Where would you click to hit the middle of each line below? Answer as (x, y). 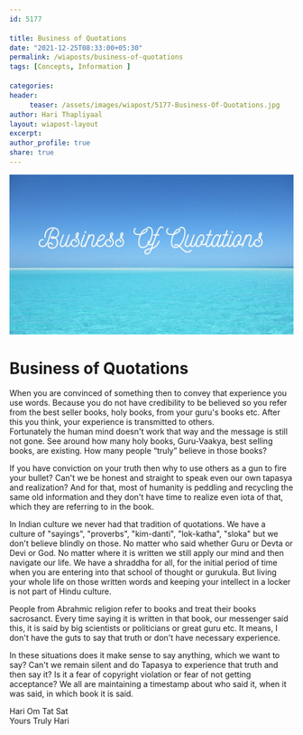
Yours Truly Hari (39, 721)
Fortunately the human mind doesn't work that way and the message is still (149, 432)
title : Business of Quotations (68, 38)
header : (24, 95)
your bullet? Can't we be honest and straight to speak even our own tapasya (151, 478)
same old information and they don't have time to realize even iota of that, (147, 497)
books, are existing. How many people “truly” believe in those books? (138, 451)
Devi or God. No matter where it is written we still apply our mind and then (147, 553)
